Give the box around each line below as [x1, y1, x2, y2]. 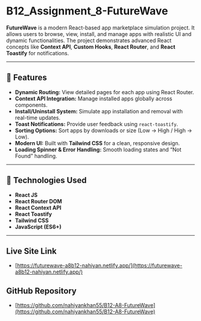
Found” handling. [14, 152, 57, 160]
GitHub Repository [6, 286, 77, 296]
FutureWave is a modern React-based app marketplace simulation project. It [6, 24, 195, 31]
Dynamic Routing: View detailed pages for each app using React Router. [14, 88, 194, 95]
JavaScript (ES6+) [14, 223, 62, 230]
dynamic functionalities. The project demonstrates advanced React [6, 37, 172, 44]
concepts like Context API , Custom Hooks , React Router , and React [6, 43, 175, 50]
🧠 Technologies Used [6, 175, 87, 185]
